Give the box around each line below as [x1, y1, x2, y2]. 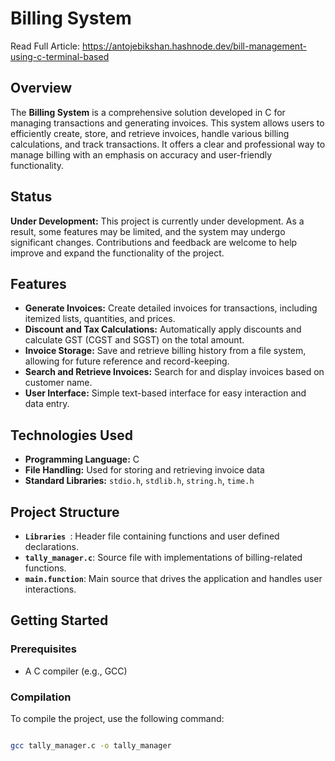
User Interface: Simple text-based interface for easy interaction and [24, 387, 307, 399]
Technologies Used [10, 427, 133, 444]
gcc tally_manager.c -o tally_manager [10, 740, 172, 751]
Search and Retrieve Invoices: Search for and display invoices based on [24, 366, 325, 378]
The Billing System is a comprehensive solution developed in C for [10, 106, 286, 118]
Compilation [10, 690, 72, 704]
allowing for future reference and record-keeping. [24, 355, 230, 367]
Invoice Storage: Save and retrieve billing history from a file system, [24, 345, 307, 357]
